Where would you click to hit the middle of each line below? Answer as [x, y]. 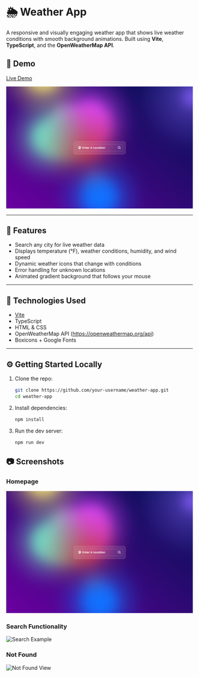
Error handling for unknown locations [60, 270]
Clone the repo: [34, 379]
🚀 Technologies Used [46, 301]
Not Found [22, 655]
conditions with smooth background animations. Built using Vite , [85, 39]
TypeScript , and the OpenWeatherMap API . [60, 45]
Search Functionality [37, 626]
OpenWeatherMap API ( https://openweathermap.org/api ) [84, 334]
